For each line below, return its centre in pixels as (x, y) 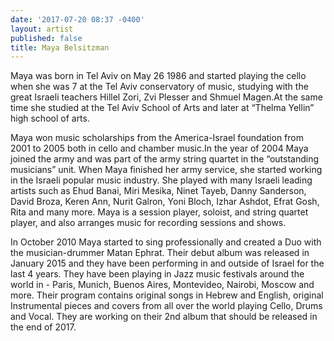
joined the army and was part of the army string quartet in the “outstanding (165, 159)
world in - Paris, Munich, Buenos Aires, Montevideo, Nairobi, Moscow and (162, 285)
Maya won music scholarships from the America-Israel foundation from (157, 138)
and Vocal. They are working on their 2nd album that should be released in (164, 317)
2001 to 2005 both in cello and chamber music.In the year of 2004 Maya (159, 148)
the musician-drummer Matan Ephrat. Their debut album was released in (160, 253)
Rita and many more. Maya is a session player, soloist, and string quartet (159, 212)
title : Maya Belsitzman (60, 47)
